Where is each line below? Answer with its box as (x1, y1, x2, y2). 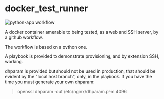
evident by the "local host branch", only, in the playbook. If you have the (5, 73, 152, 79)
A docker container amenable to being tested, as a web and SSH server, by (5, 29, 159, 35)
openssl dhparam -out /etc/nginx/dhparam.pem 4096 (17, 88, 127, 94)
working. (5, 58, 23, 64)
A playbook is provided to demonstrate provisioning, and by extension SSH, (5, 53, 160, 59)
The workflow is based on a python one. (5, 44, 88, 49)
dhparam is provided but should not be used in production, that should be (5, 68, 156, 74)
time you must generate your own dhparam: (5, 79, 95, 85)
